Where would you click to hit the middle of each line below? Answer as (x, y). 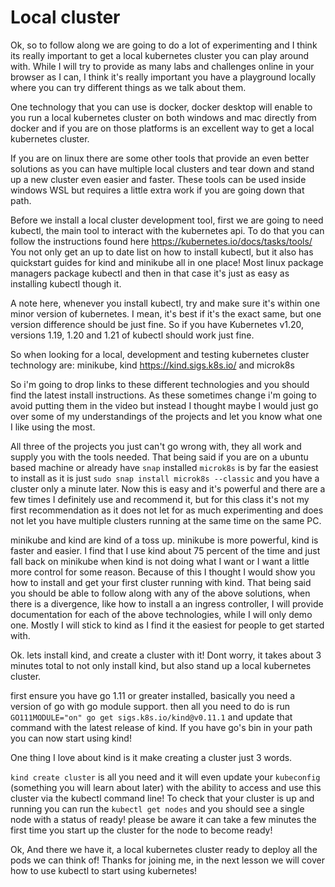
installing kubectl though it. (66, 283)
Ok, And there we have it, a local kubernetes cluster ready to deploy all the (164, 849)
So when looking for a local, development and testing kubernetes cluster (160, 354)
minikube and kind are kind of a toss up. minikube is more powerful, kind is (164, 540)
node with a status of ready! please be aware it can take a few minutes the (163, 819)
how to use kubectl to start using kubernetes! (104, 870)
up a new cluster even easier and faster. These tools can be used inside (158, 179)
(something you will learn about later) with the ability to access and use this (166, 787)
